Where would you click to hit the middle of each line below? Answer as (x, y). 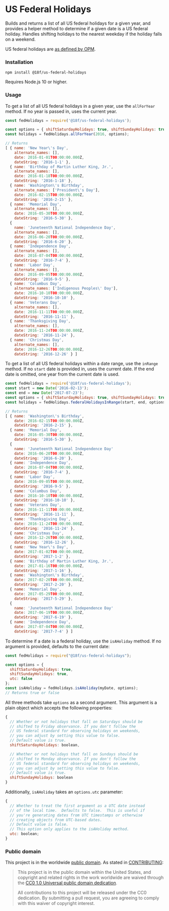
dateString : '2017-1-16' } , (44, 571)
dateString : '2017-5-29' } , (44, 599)
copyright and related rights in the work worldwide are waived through (91, 878)
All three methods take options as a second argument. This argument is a (81, 702)
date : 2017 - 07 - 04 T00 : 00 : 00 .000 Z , (49, 627)
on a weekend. (21, 39)
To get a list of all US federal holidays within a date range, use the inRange (82, 364)
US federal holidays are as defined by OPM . (51, 49)
